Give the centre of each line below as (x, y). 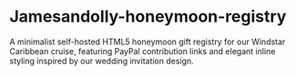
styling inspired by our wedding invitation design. (102, 61)
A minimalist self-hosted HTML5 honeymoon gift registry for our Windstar (148, 42)
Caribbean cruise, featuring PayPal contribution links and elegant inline (143, 51)
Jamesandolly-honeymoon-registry (148, 17)
